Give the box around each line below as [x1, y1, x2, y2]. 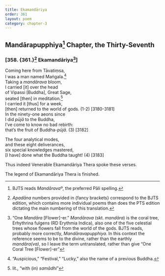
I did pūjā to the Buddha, [5, 116, 55, 122]
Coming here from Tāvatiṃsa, [5, 67, 65, 74]
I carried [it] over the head [5, 84, 58, 90]
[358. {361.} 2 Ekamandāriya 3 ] [5, 55, 78, 63]
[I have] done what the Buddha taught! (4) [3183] [5, 152, 104, 158]
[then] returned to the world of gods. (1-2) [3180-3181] [5, 106, 115, 112]
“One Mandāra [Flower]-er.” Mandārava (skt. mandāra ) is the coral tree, [12, 215, 159, 220]
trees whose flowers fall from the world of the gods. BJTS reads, [12, 225, 143, 231]
